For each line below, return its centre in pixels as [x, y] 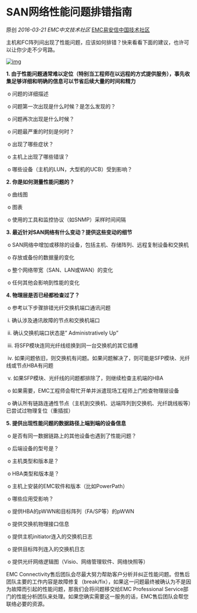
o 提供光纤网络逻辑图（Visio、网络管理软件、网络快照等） [78, 561]
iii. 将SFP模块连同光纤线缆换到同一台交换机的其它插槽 [73, 345]
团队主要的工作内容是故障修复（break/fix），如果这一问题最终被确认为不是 [96, 582]
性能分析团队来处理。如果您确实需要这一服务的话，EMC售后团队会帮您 [103, 596]
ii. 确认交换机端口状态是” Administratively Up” [63, 333]
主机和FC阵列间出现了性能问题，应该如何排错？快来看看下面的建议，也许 [95, 42]
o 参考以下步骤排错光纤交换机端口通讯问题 [59, 307]
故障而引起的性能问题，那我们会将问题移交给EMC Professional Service [97, 589]
